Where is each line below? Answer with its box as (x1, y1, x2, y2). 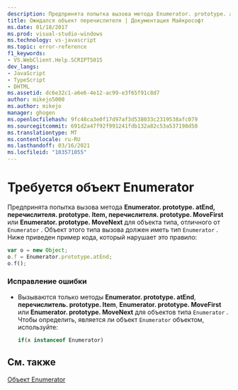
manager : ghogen (7, 109, 55, 116)
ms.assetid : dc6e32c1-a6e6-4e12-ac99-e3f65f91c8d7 (7, 89, 160, 96)
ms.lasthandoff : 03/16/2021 (7, 143, 91, 150)
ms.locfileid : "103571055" (7, 149, 87, 156)
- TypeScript (7, 76, 46, 84)
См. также (7, 356, 57, 369)
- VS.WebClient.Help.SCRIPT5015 (7, 57, 103, 64)
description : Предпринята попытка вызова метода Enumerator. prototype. (7, 10, 227, 18)
